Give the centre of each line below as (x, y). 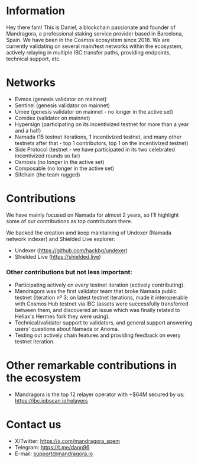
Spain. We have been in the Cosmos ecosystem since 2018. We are (88, 40)
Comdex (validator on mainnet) (52, 118)
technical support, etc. (33, 59)
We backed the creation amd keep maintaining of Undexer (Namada (89, 233)
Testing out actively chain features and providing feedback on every (98, 335)
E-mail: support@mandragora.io (54, 454)
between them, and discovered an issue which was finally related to (97, 310)
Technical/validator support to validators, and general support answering (103, 323)
